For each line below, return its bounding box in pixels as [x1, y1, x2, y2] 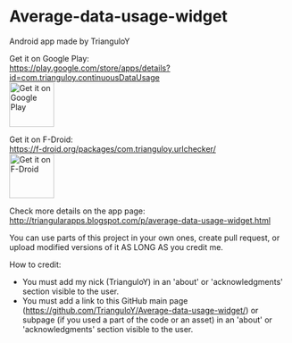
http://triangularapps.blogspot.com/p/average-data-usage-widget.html [9, 214, 271, 225]
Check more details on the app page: [9, 205, 146, 216]
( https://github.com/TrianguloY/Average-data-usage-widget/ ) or [21, 305, 259, 315]
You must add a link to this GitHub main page [21, 295, 188, 305]
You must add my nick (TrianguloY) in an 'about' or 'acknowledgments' [21, 276, 284, 287]
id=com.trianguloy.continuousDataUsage [9, 71, 161, 82]
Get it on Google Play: [9, 53, 89, 63]
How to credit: [9, 259, 62, 270]
